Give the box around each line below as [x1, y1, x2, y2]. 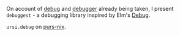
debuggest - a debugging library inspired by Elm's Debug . [6, 11, 151, 19]
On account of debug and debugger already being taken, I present [6, 5, 174, 12]
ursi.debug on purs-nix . [6, 23, 66, 30]
